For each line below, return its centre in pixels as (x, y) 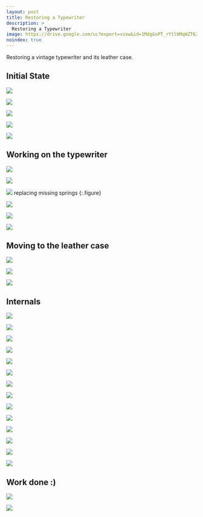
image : (14, 34)
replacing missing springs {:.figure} (57, 193)
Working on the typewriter (57, 155)
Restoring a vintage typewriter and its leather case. (70, 57)
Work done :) (31, 482)
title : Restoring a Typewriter (46, 18)
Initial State (28, 76)
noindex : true (24, 40)
